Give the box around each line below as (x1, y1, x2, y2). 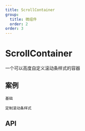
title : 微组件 (10, 17, 37, 22)
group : (5, 12, 19, 17)
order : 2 (10, 21, 28, 27)
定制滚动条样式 (5, 105, 32, 111)
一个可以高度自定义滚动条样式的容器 (5, 65, 80, 71)
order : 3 (5, 26, 24, 31)
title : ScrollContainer (5, 7, 55, 13)
